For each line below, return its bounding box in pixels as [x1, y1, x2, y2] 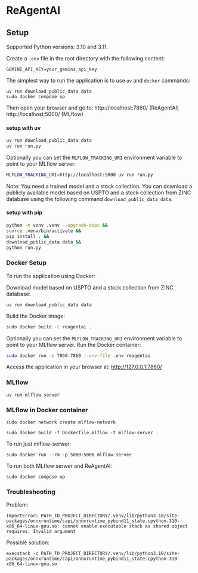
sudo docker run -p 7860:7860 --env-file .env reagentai [6, 352, 151, 359]
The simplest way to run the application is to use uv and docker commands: [6, 77, 191, 84]
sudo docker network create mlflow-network [6, 419, 116, 425]
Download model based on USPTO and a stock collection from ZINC [6, 284, 174, 291]
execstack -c [6, 551, 39, 557]
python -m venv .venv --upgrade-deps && [6, 223, 109, 228]
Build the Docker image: [6, 312, 66, 319]
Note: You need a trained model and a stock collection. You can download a [6, 182, 193, 190]
